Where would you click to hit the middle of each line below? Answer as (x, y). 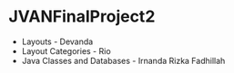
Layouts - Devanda (57, 41)
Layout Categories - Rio (66, 50)
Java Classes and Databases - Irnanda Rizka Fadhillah (123, 60)
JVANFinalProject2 (82, 17)
